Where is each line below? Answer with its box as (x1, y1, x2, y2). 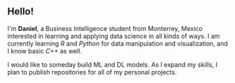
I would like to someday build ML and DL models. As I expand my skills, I (7, 60, 217, 69)
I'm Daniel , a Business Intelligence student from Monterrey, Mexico (7, 24, 203, 32)
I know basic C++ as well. (7, 46, 83, 55)
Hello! (7, 6, 34, 18)
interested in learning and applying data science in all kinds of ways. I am (7, 32, 220, 40)
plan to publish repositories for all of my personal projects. (7, 68, 177, 76)
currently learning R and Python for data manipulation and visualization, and (7, 39, 228, 48)
